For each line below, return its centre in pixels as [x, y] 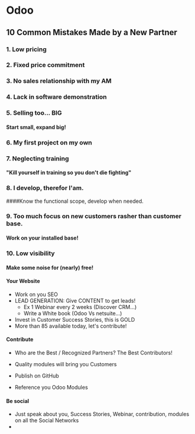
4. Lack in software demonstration [57, 97]
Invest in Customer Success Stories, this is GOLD [75, 319]
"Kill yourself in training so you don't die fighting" [69, 172]
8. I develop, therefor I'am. [45, 188]
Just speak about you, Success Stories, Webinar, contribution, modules [102, 414]
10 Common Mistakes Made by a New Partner [92, 32]
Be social [18, 401]
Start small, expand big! [36, 127]
